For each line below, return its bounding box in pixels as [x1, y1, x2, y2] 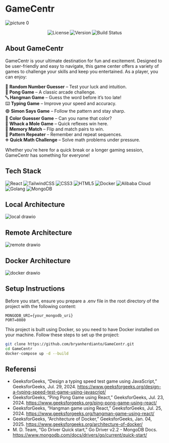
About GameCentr [5, 44, 64, 53]
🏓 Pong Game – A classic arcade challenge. [5, 89, 96, 95]
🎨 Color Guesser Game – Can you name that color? [5, 115, 112, 121]
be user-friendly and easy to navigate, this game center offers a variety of [5, 63, 159, 69]
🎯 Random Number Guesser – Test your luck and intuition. [5, 83, 127, 90]
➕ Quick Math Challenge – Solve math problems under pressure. [5, 137, 140, 143]
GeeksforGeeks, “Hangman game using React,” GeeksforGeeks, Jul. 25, [12, 405, 162, 411]
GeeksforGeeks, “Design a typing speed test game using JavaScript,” [12, 378, 157, 384]
